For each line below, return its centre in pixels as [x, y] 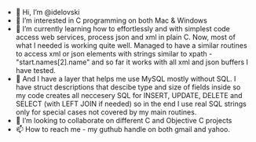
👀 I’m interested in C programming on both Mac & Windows [112, 20]
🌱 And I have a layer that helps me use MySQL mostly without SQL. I [126, 79]
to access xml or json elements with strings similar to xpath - [114, 54]
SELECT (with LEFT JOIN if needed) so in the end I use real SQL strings [131, 104]
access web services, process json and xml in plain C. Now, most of [125, 37]
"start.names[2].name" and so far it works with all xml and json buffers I [132, 62]
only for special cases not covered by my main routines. [106, 112]
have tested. [36, 70]
